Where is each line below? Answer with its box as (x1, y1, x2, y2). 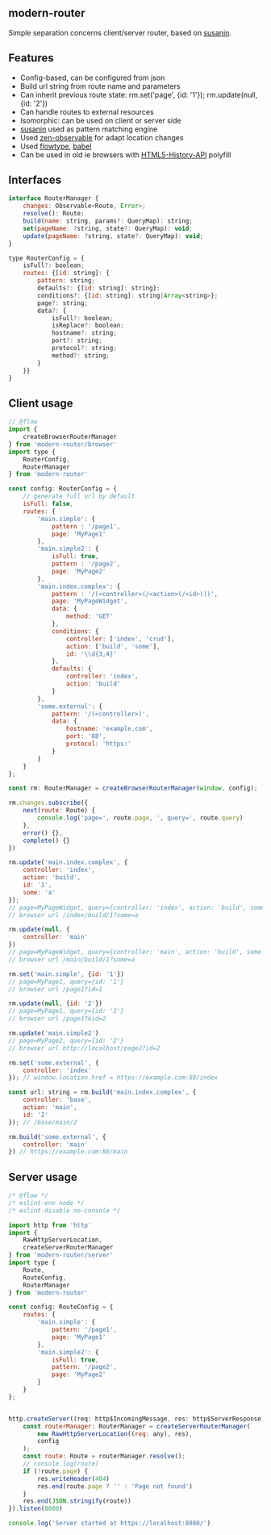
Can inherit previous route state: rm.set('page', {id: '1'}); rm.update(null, (19, 90, 258, 99)
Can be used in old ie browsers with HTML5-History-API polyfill (19, 149, 231, 160)
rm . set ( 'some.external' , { (8, 1058, 99, 1067)
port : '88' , (65, 732, 106, 740)
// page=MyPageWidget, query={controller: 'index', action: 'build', (8, 903, 248, 911)
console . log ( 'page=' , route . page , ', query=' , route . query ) (37, 814, 244, 822)
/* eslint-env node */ (8, 1199, 85, 1207)
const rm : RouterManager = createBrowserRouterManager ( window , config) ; (8, 784, 258, 793)
